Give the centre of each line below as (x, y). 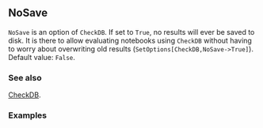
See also (25, 77)
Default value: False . (42, 57)
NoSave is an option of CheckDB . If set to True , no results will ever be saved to (131, 32)
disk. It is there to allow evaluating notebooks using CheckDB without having (130, 40)
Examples (28, 115)
